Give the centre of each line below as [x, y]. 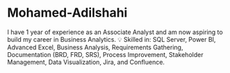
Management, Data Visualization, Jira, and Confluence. [86, 62]
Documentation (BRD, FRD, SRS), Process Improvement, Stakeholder [105, 54]
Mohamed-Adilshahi [67, 13]
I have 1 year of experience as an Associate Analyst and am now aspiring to [115, 32]
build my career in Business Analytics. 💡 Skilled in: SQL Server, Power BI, [112, 39]
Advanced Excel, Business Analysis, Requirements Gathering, [95, 47]
